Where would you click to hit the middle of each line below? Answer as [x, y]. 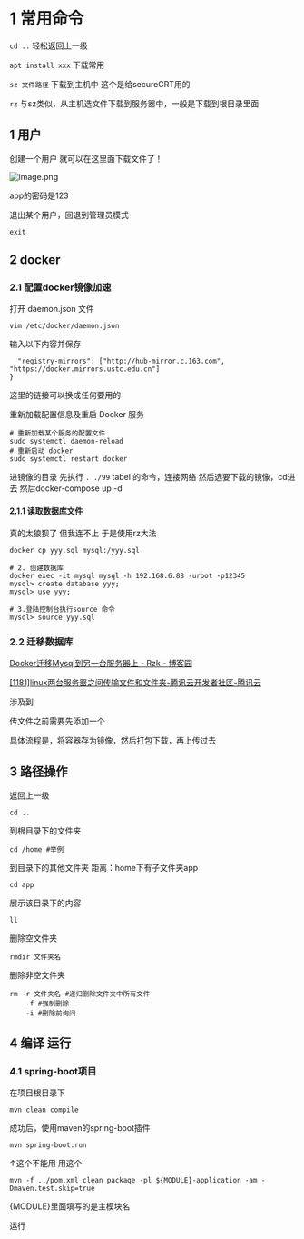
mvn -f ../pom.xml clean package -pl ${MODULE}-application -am [133, 1181]
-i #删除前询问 [51, 1013]
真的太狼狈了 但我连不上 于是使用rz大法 [83, 533]
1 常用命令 [47, 19]
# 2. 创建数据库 [37, 568]
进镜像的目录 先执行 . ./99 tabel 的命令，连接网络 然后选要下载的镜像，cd [148, 477]
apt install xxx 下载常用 [57, 65]
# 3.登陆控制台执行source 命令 [62, 609]
